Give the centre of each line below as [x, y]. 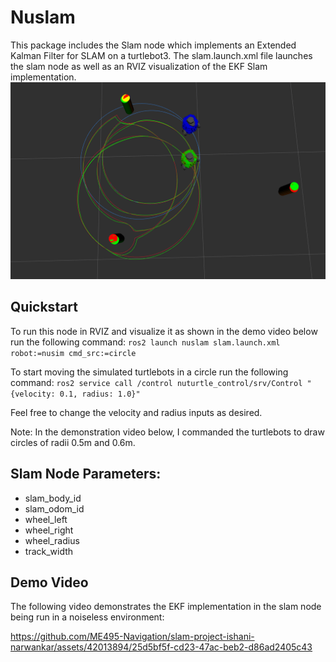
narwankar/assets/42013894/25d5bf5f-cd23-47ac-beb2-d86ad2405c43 [161, 647]
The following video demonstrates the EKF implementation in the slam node [166, 607]
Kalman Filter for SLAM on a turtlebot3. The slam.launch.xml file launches [161, 55]
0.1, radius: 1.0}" [100, 394]
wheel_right [49, 530]
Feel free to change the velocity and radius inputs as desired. [136, 412]
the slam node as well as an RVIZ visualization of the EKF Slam [139, 66]
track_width [49, 551]
